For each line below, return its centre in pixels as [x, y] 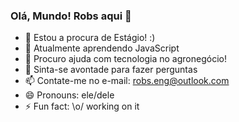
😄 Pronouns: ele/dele [69, 95]
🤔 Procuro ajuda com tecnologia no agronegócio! [125, 59]
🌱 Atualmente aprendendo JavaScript [102, 48]
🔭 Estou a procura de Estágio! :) [90, 38]
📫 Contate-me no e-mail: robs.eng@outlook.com [127, 81]
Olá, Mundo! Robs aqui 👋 [71, 16]
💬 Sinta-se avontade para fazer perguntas [111, 70]
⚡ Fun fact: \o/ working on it [82, 106]
